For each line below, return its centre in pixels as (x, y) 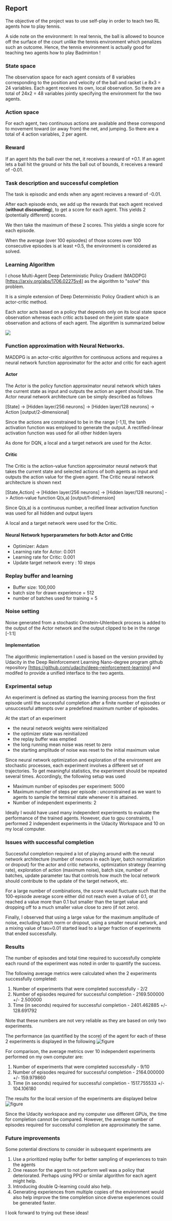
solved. (13, 251)
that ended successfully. (31, 933)
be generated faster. (34, 1203)
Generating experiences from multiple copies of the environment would (88, 1192)
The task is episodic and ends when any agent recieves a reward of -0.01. (83, 194)
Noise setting (22, 612)
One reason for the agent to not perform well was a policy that (79, 1170)
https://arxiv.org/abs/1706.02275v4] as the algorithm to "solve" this (78, 281)
